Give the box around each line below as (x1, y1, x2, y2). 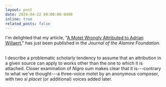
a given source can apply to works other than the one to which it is (5, 60, 143, 66)
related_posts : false (5, 21, 51, 26)
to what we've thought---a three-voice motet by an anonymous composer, (5, 71, 159, 77)
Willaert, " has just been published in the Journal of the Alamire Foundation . (5, 40, 160, 46)
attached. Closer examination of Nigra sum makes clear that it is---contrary (5, 66, 161, 72)
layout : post (5, 7, 33, 12)
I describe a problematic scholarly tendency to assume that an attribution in (5, 55, 161, 61)
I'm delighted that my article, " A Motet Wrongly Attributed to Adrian (5, 35, 144, 41)
